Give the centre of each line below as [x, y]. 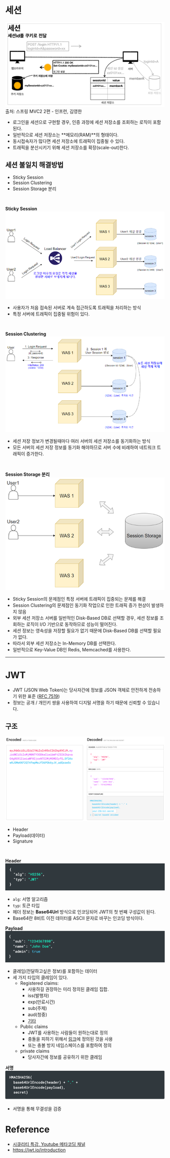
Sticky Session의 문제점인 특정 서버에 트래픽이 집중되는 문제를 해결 [79, 599]
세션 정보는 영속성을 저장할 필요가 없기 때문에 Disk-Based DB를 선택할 [82, 630]
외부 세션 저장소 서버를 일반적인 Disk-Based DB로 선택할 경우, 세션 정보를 [85, 618]
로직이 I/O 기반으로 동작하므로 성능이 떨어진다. [72, 624]
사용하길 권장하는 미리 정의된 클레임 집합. [68, 989]
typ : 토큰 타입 [26, 905]
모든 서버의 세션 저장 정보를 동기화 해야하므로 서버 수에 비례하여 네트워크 [84, 447]
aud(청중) [37, 1014]
